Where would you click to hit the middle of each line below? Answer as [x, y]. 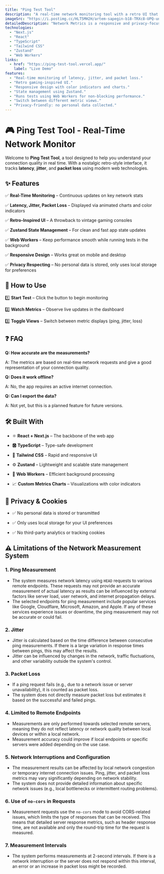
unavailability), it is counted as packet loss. [55, 690]
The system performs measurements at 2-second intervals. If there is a [84, 856]
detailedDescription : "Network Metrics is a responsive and [68, 23]
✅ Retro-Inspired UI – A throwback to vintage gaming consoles [69, 220]
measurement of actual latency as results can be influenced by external [84, 591]
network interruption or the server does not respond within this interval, [84, 861]
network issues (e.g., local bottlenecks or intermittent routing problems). [85, 788]
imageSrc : [15, 19]
